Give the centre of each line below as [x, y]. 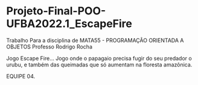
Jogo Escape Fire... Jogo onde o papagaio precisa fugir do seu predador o [99, 58]
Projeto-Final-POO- [56, 11]
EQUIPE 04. [21, 76]
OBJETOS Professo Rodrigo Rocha [49, 47]
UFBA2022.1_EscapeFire [69, 24]
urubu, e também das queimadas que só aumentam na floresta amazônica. [99, 65]
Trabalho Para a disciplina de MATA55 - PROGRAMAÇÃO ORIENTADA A [95, 40]
